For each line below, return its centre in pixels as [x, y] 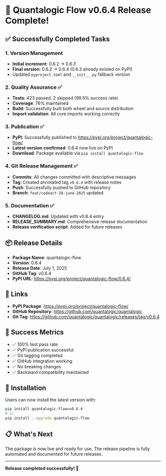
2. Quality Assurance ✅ [34, 87]
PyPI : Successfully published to [45, 137]
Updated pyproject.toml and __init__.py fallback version [71, 74]
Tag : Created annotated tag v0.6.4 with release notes [67, 182]
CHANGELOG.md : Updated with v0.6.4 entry [58, 216]
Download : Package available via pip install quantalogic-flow [78, 153]
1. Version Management [34, 53]
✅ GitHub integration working [42, 361]
